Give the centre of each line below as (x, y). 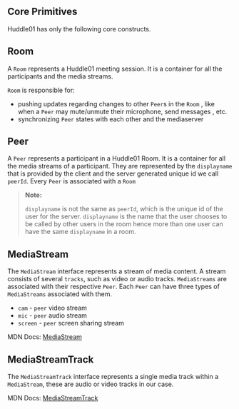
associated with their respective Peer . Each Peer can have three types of (113, 287)
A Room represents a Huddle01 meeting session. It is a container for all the (115, 69)
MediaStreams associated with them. (60, 294)
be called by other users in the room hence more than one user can (124, 224)
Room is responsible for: (41, 90)
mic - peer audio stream (52, 315)
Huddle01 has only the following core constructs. (79, 29)
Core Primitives (42, 12)
